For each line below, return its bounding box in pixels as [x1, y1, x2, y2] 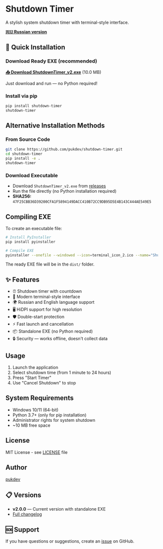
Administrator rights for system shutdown [12, 417, 96, 423]
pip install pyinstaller [5, 239, 56, 244]
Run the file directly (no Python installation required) [12, 188, 117, 194]
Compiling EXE [5, 213, 51, 221]
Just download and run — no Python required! [5, 80, 98, 86]
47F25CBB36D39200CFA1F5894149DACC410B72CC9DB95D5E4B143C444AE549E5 [12, 200, 151, 204]
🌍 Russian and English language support [12, 299, 95, 305]
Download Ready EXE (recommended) [5, 58, 97, 65]
